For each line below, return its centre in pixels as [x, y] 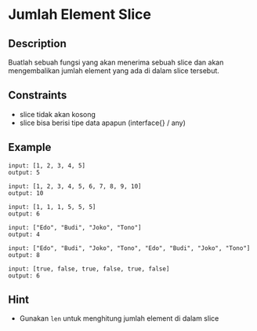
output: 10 [26, 193]
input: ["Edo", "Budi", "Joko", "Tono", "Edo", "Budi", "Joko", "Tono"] [129, 248]
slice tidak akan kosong [58, 114]
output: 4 [24, 234]
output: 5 [24, 172]
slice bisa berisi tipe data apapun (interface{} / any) [103, 123]
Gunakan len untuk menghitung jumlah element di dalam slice [119, 318]
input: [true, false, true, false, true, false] [89, 269]
